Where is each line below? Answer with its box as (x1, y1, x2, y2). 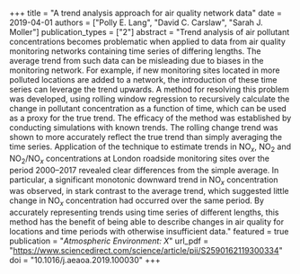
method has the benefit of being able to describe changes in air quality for (9, 217, 285, 227)
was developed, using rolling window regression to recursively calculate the (9, 93, 290, 104)
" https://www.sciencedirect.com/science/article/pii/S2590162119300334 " (9, 245, 283, 256)
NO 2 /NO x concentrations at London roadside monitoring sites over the (9, 153, 269, 165)
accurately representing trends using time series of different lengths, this (9, 207, 279, 218)
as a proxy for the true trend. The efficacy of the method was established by (9, 112, 292, 123)
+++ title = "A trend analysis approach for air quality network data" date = (9, 8, 283, 18)
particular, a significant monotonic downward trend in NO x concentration (9, 174, 278, 187)
